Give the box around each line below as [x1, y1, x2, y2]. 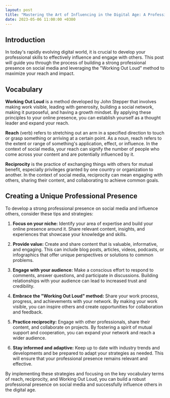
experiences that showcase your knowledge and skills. [12, 231, 127, 237]
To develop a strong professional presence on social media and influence [5, 205, 158, 211]
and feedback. [12, 309, 43, 315]
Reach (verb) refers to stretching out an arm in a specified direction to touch [5, 130, 164, 136]
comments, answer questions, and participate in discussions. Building [12, 272, 158, 278]
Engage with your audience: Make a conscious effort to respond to [12, 267, 154, 273]
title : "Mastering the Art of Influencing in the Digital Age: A [5, 12, 146, 17]
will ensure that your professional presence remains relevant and [12, 355, 148, 362]
